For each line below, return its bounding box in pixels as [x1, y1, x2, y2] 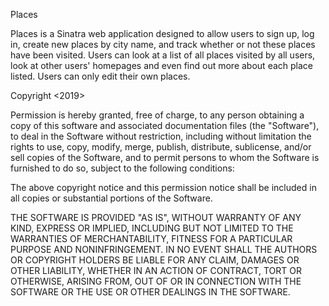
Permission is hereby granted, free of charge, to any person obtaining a [10, 109, 305, 121]
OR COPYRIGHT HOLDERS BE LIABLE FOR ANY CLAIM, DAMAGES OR [10, 254, 300, 266]
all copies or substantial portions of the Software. [10, 192, 213, 204]
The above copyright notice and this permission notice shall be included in [10, 182, 317, 193]
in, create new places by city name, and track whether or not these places [10, 39, 316, 50]
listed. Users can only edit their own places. [10, 70, 191, 82]
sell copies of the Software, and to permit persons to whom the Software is [10, 152, 320, 163]
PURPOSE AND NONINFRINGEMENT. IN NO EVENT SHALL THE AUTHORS [10, 244, 318, 255]
